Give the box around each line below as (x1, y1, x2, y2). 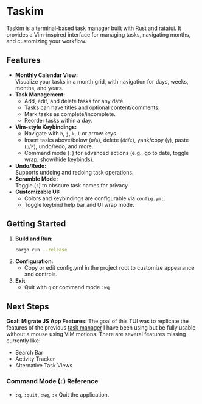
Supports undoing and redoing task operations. (15, 168, 134, 176)
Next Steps (6, 301, 49, 312)
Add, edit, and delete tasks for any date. (24, 97, 125, 104)
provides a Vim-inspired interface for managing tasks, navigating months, (6, 31, 190, 38)
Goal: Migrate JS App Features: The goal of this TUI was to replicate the (6, 317, 189, 325)
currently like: (6, 337, 41, 344)
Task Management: (15, 90, 66, 98)
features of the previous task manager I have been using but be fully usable (6, 324, 196, 331)
